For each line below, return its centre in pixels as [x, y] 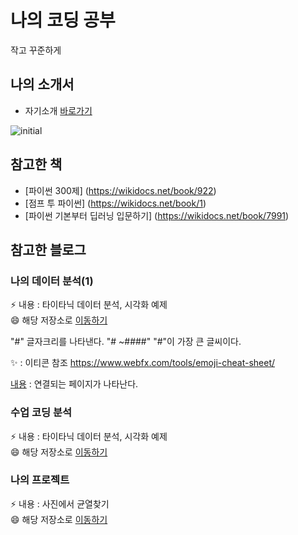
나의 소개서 [42, 84]
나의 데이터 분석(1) [52, 281]
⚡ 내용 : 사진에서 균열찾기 [60, 503]
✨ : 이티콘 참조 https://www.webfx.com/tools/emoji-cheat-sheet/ [143, 363]
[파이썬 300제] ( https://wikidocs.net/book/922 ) [120, 190]
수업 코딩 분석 [41, 413]
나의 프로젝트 [40, 480]
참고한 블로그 [48, 249]
